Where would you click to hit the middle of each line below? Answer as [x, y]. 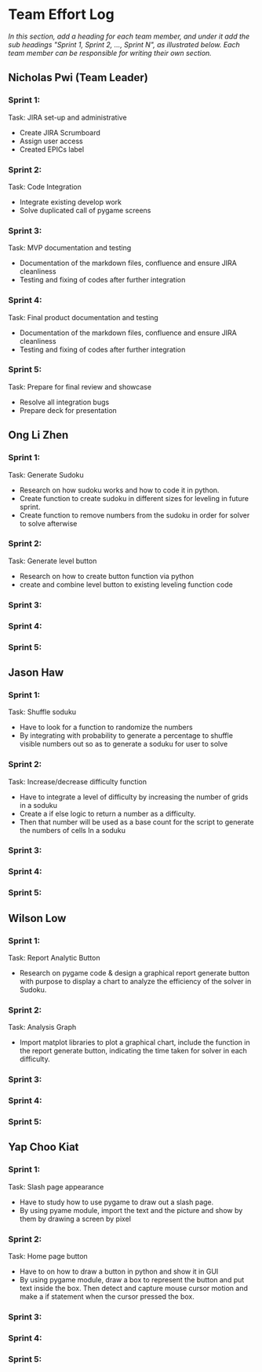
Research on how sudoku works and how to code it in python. [119, 490]
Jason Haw [36, 672]
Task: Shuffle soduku [42, 712]
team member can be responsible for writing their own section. [110, 53]
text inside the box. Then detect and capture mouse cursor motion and [134, 1289]
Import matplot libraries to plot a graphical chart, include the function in [135, 1042]
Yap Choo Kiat [44, 1147]
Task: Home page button [48, 1256]
